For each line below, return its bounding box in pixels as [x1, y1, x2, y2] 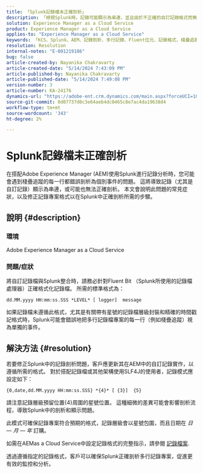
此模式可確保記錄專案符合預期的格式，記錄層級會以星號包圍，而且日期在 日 [6, 419, 193, 426]
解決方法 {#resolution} [6, 343, 92, 353]
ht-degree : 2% [6, 116, 42, 122]
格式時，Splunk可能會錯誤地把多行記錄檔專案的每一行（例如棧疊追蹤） [11, 316, 188, 323]
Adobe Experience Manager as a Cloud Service [6, 246, 124, 253]
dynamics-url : [6, 93, 42, 99]
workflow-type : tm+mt [6, 104, 61, 111]
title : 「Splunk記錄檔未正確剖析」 [6, 8, 86, 15]
